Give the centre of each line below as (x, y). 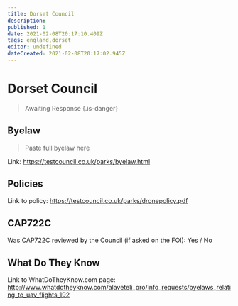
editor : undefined (34, 47)
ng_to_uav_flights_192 (38, 295)
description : (27, 21)
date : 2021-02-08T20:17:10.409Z (55, 34)
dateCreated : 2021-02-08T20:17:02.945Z (66, 54)
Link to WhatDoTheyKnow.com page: (61, 280)
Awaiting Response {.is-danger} (71, 108)
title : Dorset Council (41, 14)
